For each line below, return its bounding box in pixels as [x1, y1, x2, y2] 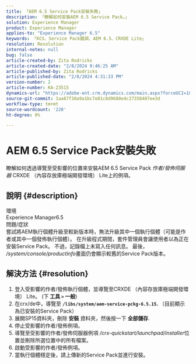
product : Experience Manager [6, 25, 77, 31]
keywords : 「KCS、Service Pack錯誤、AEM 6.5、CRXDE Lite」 [6, 36, 146, 42]
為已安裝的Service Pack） [14, 307, 78, 314]
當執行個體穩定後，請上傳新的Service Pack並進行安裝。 [14, 351, 149, 358]
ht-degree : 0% [6, 112, 41, 118]
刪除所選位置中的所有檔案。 [24, 336, 92, 344]
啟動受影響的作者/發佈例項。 [14, 344, 83, 351]
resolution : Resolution [6, 42, 64, 47]
